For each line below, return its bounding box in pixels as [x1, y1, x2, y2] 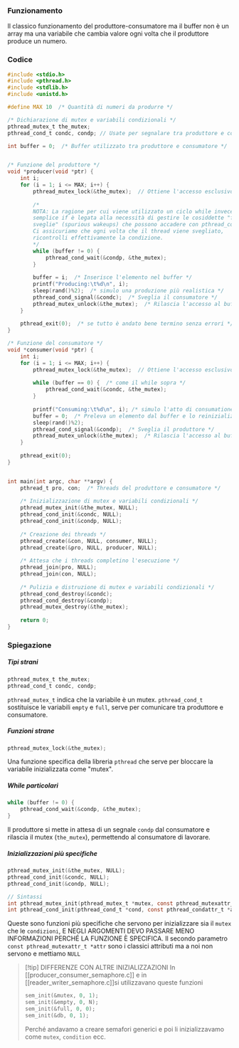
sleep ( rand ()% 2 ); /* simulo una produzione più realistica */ [33, 287, 224, 295]
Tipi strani [7, 657, 38, 667]
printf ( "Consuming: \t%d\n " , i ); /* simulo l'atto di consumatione [33, 406, 234, 413]
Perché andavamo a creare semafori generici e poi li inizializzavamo [24, 1025, 225, 1033]
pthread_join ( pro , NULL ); [20, 564, 97, 571]
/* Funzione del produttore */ [7, 162, 100, 169]
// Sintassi [7, 893, 43, 900]
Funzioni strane [7, 726, 55, 735]
